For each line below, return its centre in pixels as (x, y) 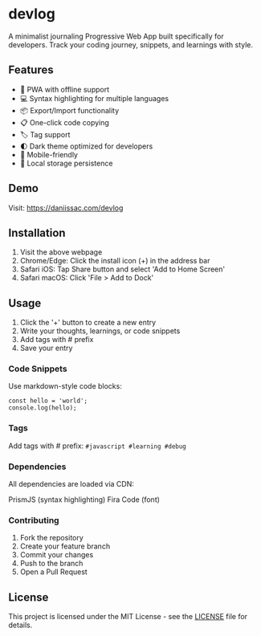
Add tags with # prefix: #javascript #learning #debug (98, 446)
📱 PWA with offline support (65, 89)
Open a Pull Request (54, 572)
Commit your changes (57, 555)
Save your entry (46, 348)
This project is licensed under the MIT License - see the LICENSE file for (128, 617)
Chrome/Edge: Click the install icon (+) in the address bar (115, 261)
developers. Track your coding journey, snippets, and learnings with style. (131, 44)
